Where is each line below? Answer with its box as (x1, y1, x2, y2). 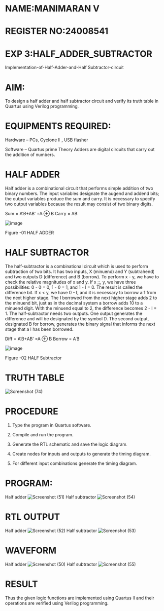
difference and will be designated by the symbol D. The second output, (5, 316, 149, 322)
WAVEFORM (5, 545, 57, 556)
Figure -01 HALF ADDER (5, 230, 54, 236)
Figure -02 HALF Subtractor (5, 355, 62, 361)
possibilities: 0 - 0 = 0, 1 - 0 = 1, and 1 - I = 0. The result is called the (5, 284, 143, 290)
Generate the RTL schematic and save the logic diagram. (12, 441, 128, 447)
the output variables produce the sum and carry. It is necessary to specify (5, 196, 156, 202)
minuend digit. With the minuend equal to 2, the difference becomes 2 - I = (5, 305, 157, 311)
